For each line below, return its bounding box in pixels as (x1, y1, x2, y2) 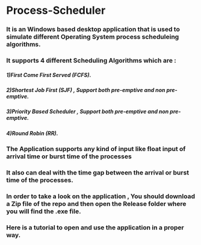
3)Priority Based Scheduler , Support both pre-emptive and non (6, 108, 169, 115)
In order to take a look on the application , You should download (6, 192, 196, 200)
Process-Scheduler (6, 4, 106, 17)
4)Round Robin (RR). (6, 129, 58, 137)
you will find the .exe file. (6, 207, 81, 216)
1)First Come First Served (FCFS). (6, 71, 91, 78)
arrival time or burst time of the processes (6, 152, 132, 161)
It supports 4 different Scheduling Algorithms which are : (6, 57, 176, 65)
